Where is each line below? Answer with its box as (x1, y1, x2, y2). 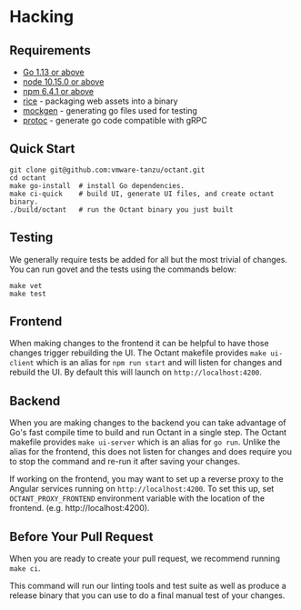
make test (9, 289, 47, 298)
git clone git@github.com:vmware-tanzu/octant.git (9, 165, 206, 175)
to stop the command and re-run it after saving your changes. (9, 456, 241, 467)
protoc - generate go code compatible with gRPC (22, 115, 207, 125)
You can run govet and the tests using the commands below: (9, 264, 236, 275)
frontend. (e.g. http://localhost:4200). (9, 503, 150, 514)
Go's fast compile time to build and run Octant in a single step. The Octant (9, 427, 287, 438)
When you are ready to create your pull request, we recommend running (9, 553, 280, 565)
